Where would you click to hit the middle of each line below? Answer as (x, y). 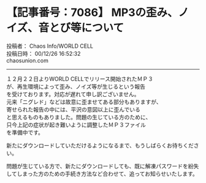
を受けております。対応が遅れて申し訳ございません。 (73, 94)
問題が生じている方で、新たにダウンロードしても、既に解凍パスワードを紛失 (103, 166)
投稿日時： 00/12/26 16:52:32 (44, 53)
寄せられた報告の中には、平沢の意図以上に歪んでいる (74, 109)
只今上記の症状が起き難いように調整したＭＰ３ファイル (76, 125)
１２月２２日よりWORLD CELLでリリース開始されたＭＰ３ (80, 79)
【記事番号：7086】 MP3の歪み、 (93, 13)
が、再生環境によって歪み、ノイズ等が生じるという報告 (76, 86)
